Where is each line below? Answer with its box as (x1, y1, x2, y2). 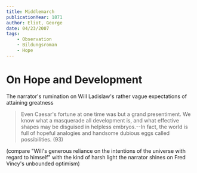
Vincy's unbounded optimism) (6, 160, 81, 167)
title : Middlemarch (6, 8, 55, 15)
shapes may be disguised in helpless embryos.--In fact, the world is (20, 123, 188, 130)
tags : (6, 31, 20, 37)
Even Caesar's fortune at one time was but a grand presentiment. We (20, 111, 191, 118)
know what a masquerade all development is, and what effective (20, 117, 179, 124)
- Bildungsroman (17, 42, 58, 48)
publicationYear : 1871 (6, 14, 63, 20)
